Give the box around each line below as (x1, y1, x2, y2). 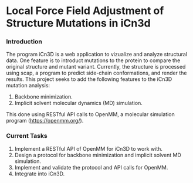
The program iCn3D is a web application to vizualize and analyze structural (6, 51, 188, 58)
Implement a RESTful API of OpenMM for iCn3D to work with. (14, 145, 163, 152)
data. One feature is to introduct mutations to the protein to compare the (6, 57, 181, 64)
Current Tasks (6, 132, 48, 140)
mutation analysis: (6, 82, 50, 89)
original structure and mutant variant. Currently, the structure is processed (6, 63, 186, 70)
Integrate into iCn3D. (14, 170, 65, 177)
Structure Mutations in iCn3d (6, 16, 151, 30)
